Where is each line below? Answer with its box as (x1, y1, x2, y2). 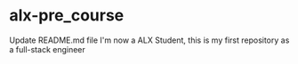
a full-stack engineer (9, 44, 86, 54)
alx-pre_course (9, 5, 125, 26)
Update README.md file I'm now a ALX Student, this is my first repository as (9, 35, 290, 45)
